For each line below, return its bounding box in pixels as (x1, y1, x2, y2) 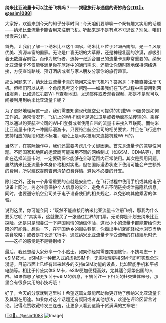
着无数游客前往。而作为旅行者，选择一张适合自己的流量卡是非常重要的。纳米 (5, 56, 161, 61)
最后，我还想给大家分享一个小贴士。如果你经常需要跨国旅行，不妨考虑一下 (5, 249, 157, 254)
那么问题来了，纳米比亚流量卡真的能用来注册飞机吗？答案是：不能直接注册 (5, 79, 157, 85)
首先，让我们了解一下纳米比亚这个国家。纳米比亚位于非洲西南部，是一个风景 (5, 44, 161, 49)
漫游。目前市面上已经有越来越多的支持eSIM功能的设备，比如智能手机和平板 (5, 261, 159, 267)
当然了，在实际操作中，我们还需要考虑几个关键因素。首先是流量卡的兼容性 (5, 143, 157, 149)
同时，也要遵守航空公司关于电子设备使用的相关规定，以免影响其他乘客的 (5, 190, 152, 196)
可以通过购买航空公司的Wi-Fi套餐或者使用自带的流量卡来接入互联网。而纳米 (5, 120, 159, 126)
